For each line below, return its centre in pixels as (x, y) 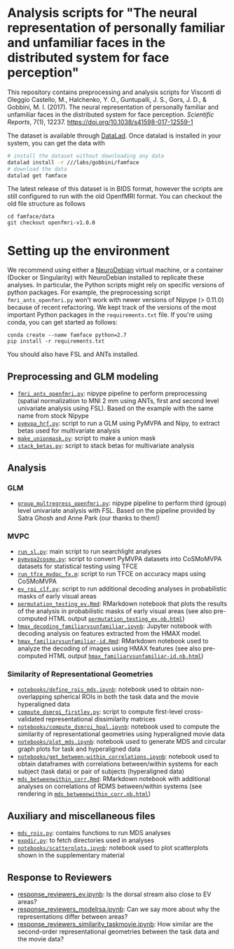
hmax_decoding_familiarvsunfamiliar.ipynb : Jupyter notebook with (115, 626)
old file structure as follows (46, 204)
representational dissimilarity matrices (101, 719)
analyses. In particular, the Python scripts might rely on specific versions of (116, 285)
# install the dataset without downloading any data (86, 156)
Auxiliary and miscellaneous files (81, 816)
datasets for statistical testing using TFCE (77, 566)
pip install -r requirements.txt (56, 341)
